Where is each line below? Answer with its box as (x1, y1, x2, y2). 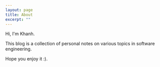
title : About (5, 12, 33, 17)
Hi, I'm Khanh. (5, 31, 35, 37)
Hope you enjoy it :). (5, 56, 48, 62)
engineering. (5, 46, 32, 52)
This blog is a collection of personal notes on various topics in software (5, 41, 155, 47)
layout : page (5, 7, 33, 13)
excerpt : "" (5, 17, 31, 22)
